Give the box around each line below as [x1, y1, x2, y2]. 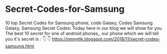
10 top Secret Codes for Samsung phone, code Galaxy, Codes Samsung [5, 20, 153, 26]
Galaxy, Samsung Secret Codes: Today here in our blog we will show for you [5, 25, 162, 31]
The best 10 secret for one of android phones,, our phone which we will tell [5, 30, 159, 36]
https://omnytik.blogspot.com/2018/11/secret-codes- [51, 36, 161, 42]
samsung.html [5, 43, 34, 49]
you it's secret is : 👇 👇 [5, 36, 51, 42]
